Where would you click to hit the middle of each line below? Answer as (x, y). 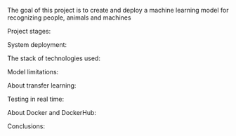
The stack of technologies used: (54, 58)
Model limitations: (33, 72)
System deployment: (37, 45)
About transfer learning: (42, 86)
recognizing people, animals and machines (69, 18)
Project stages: (29, 31)
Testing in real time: (36, 99)
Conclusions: (26, 126)
